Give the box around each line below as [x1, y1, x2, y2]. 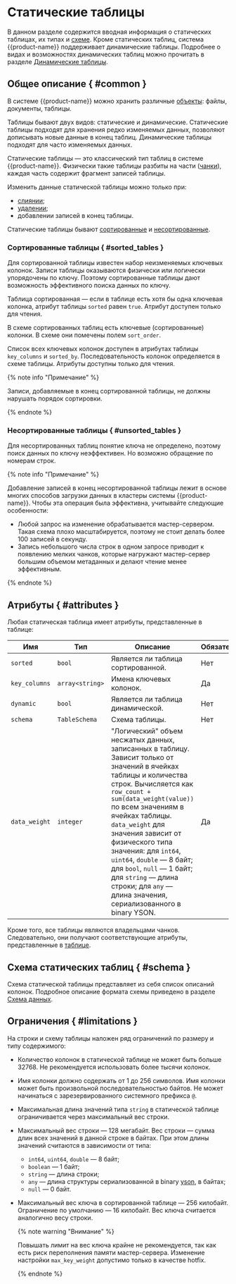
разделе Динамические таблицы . [7, 57, 109, 66]
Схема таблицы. [111, 715, 166, 725]
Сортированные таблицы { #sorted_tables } [7, 243, 164, 252]
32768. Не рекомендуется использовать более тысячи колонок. [17, 1063, 211, 1071]
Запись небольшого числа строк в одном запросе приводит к [17, 542, 204, 551]
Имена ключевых [111, 674, 171, 684]
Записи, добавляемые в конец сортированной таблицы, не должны [7, 387, 211, 396]
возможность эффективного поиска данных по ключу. [7, 281, 171, 290]
